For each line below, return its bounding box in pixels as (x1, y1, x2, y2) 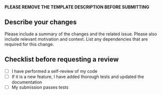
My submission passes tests (11, 84, 69, 90)
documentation (11, 79, 42, 85)
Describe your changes (4, 18, 77, 26)
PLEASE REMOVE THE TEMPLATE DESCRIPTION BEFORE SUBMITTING (4, 4, 149, 10)
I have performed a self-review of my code (11, 68, 98, 74)
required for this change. (4, 41, 54, 47)
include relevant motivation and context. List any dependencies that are (4, 36, 148, 42)
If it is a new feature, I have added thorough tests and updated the (11, 74, 144, 79)
